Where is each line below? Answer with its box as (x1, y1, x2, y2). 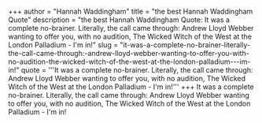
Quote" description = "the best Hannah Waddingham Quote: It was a (8, 15, 231, 24)
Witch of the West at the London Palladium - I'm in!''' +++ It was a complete (8, 82, 254, 91)
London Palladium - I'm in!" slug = (8, 40, 119, 50)
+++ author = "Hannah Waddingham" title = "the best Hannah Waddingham (8, 7, 253, 16)
